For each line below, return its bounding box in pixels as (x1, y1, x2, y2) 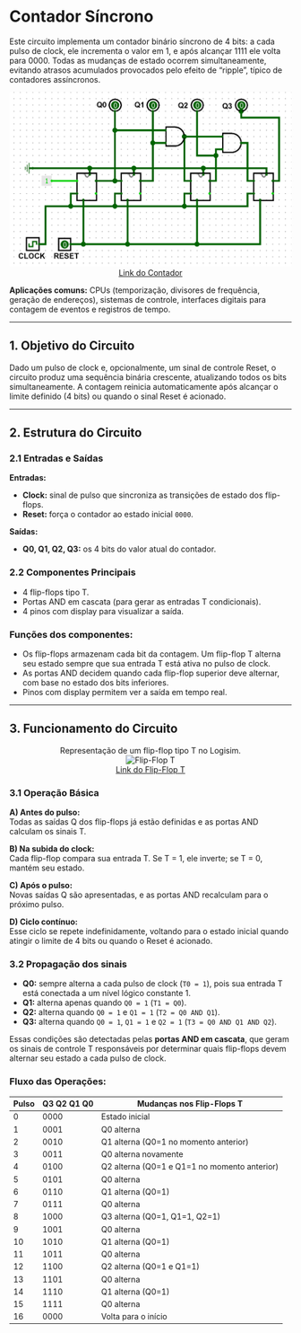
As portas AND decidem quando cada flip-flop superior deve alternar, (21, 667, 280, 678)
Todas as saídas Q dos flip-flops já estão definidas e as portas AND (9, 817, 259, 827)
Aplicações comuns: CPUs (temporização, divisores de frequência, (9, 285, 260, 296)
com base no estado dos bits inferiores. (21, 676, 169, 688)
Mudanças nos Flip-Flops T (137, 1099, 244, 1109)
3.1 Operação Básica (9, 786, 100, 799)
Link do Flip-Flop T (116, 764, 185, 774)
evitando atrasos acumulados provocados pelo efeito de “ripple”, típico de (9, 65, 283, 75)
